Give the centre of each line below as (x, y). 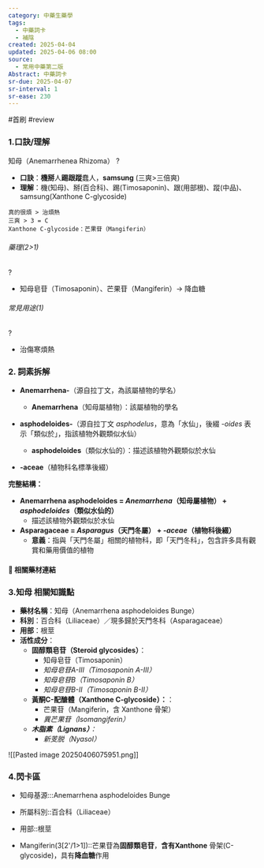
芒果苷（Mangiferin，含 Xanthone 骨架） (109, 709)
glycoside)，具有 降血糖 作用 (64, 855)
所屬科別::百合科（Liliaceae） (67, 812)
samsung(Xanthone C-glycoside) (73, 196)
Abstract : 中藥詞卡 (38, 74)
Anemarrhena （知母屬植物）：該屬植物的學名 (105, 407)
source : (21, 60)
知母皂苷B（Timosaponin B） (91, 680)
